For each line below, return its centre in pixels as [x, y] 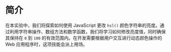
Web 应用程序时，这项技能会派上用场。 [46, 44]
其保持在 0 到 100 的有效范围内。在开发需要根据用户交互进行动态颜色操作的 [84, 38]
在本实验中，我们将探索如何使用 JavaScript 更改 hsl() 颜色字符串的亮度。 [83, 25]
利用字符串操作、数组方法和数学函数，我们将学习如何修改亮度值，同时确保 [88, 31]
